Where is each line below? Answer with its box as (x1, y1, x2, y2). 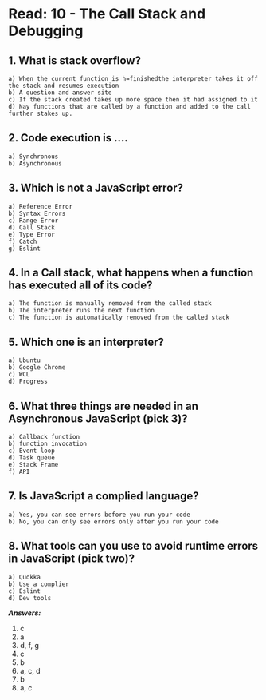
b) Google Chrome (8, 364, 66, 372)
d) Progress (8, 377, 48, 386)
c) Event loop (8, 447, 56, 455)
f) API (8, 468, 30, 476)
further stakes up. (8, 109, 73, 117)
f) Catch (8, 237, 37, 245)
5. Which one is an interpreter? (8, 335, 165, 348)
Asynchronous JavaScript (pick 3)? (8, 412, 189, 425)
